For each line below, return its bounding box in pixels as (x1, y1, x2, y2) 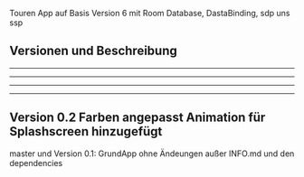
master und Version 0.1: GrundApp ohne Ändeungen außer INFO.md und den (9, 148, 295, 159)
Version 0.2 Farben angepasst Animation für (9, 110, 266, 126)
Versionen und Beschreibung (9, 43, 178, 59)
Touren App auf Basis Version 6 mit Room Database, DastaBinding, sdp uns (9, 8, 290, 18)
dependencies (9, 157, 63, 168)
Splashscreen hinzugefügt (9, 124, 163, 139)
